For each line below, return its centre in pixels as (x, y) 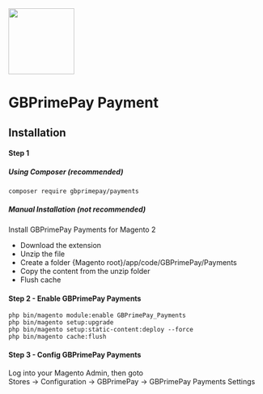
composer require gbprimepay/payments (74, 191)
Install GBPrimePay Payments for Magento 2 (82, 229)
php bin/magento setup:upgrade (61, 323)
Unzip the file (42, 254)
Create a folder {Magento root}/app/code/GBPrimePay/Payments (128, 263)
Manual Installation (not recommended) (77, 209)
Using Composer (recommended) (66, 171)
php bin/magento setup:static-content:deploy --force (101, 330)
